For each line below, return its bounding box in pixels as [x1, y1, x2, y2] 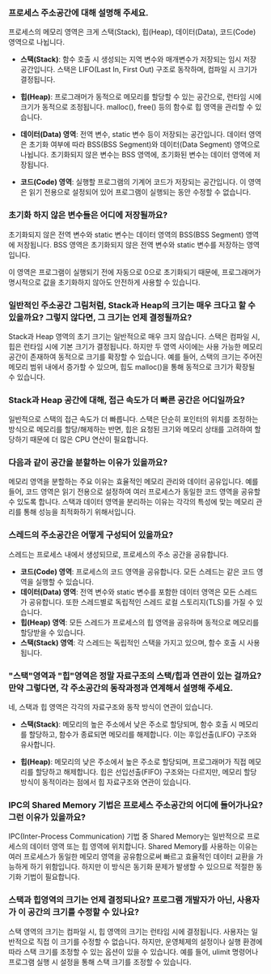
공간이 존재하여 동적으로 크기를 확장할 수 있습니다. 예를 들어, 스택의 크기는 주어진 [8, 351, 263, 362]
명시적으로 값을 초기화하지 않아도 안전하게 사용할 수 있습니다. [8, 277, 201, 287]
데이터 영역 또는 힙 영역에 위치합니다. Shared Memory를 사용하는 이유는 [29, 842, 258, 852]
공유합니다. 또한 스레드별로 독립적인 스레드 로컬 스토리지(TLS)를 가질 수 [28, 597, 255, 607]
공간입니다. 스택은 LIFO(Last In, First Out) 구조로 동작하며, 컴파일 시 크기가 [19, 65, 257, 75]
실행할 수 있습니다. [35, 577, 95, 586]
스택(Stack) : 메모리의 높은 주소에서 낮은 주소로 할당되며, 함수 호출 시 [19, 719, 237, 729]
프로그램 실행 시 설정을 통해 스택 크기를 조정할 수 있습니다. [8, 957, 192, 967]
